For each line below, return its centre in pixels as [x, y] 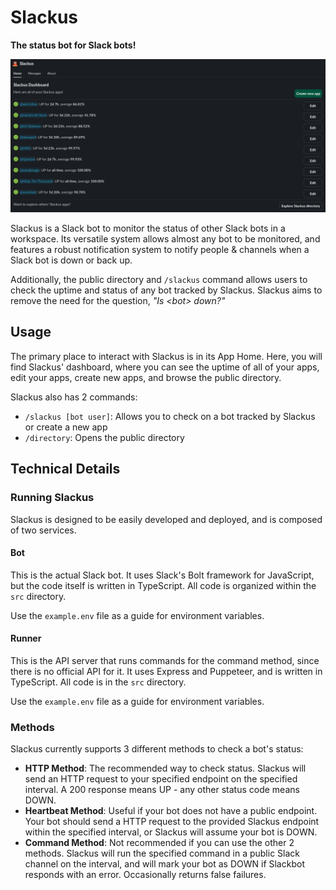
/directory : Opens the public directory [104, 437]
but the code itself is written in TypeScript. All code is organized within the [163, 585]
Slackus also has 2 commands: [74, 397]
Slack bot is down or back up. [71, 260]
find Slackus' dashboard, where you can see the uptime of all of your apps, [165, 367]
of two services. [43, 530]
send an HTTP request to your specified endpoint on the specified [161, 779]
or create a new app [66, 427]
